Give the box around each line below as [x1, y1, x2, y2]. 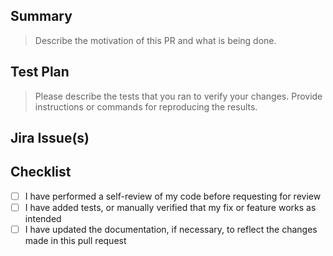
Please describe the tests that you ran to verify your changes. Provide [34, 90, 323, 102]
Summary [10, 8, 73, 25]
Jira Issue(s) [10, 130, 90, 147]
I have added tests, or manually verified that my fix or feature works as [24, 201, 317, 213]
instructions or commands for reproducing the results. [34, 100, 258, 113]
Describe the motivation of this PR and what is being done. [34, 34, 277, 46]
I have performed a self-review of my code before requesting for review [24, 190, 322, 202]
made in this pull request [24, 235, 127, 247]
